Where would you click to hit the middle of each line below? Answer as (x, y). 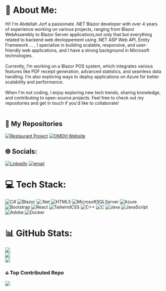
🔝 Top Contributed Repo (35, 273)
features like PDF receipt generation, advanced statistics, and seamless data (83, 71)
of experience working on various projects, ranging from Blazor (70, 29)
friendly (13, 50)
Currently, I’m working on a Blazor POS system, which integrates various (79, 66)
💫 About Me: (31, 10)
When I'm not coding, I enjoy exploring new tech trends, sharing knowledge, (83, 92)
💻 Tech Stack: (36, 184)
